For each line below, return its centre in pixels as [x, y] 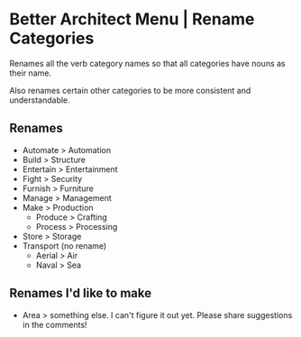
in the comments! [55, 324]
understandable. [40, 100]
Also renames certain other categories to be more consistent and [130, 90]
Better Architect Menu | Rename [132, 19]
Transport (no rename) [64, 246]
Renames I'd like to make [81, 293]
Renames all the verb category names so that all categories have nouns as [147, 63]
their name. [31, 73]
